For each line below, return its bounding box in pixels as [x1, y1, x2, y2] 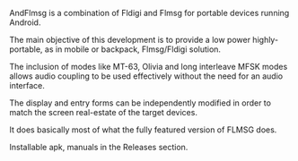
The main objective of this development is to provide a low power [9, 35, 251, 45]
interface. [9, 80, 45, 90]
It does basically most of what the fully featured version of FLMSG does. [9, 124, 277, 135]
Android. [9, 17, 41, 28]
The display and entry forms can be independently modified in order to [9, 97, 272, 108]
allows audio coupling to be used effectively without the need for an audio [9, 71, 284, 81]
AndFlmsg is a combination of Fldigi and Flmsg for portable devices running [9, 8, 290, 18]
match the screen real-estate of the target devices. [9, 107, 197, 117]
